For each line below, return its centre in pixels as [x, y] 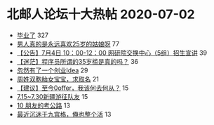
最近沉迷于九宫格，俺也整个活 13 [64, 114]
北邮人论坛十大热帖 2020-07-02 [101, 14]
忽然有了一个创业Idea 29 [52, 70]
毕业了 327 [32, 35]
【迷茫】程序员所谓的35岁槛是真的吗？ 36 [78, 61]
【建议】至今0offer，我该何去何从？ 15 [73, 88]
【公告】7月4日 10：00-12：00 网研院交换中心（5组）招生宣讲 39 [112, 53]
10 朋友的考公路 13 [44, 105]
